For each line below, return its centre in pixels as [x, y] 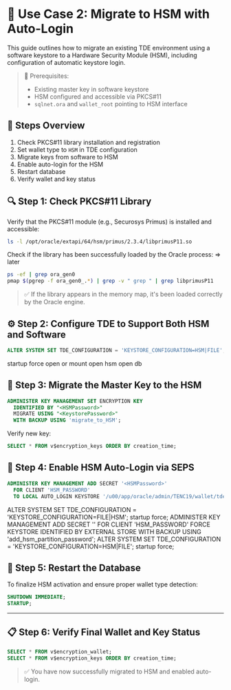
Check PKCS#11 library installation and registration [88, 142]
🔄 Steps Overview [46, 126]
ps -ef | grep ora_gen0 [41, 275]
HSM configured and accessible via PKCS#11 [98, 97]
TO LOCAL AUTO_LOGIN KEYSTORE [56, 496]
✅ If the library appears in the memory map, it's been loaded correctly [123, 294]
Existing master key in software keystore [91, 89]
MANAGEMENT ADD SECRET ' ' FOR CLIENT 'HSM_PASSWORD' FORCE [109, 524]
